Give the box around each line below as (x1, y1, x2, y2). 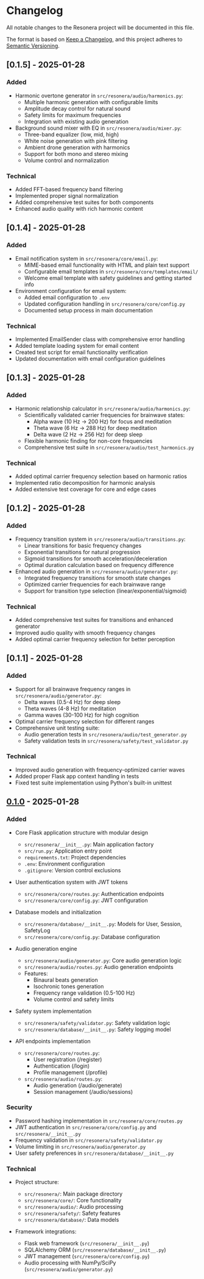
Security (6, 1103, 32, 1112)
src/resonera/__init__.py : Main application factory (24, 840, 154, 848)
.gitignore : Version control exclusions (24, 866, 121, 874)
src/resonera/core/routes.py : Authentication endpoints (24, 890, 164, 897)
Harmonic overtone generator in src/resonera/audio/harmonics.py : (15, 92, 184, 99)
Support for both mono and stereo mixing (24, 150, 128, 157)
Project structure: (15, 1179, 59, 1186)
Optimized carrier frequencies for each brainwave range (24, 580, 166, 588)
